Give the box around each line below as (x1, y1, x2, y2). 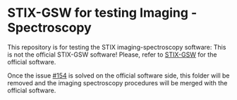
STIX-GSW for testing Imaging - (7, 5, 197, 21)
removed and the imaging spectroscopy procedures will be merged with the (7, 78, 228, 87)
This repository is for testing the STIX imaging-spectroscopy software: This (7, 43, 226, 51)
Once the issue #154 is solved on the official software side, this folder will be (7, 71, 231, 80)
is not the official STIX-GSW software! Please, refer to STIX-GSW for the (7, 50, 217, 59)
